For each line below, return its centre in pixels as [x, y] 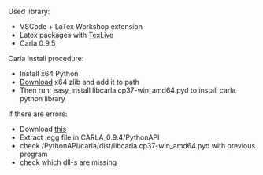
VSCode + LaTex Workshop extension [81, 26]
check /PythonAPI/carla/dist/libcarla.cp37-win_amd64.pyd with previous [137, 146]
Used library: [29, 11]
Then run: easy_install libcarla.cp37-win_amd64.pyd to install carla [128, 90]
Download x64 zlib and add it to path [80, 82]
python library [42, 98]
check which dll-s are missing [68, 162]
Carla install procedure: [46, 58]
